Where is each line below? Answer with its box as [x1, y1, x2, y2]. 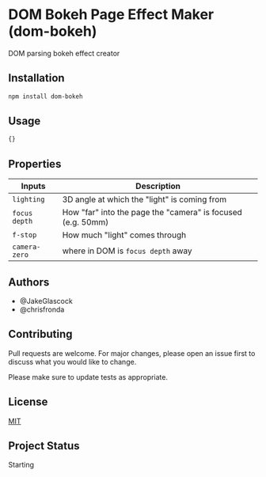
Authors [8, 275, 50, 289]
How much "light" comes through [62, 229, 187, 240]
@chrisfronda [19, 305, 65, 314]
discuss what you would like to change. [8, 357, 137, 366]
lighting [12, 195, 45, 204]
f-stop [12, 231, 37, 240]
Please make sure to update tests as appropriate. [8, 372, 169, 381]
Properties [8, 157, 62, 171]
